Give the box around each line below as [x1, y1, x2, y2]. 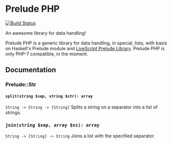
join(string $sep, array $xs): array [5, 122, 100, 128]
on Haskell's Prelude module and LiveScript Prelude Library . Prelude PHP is [5, 45, 165, 51]
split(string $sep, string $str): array [5, 93, 93, 99]
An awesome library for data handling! [5, 30, 86, 36]
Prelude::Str [5, 81, 36, 88]
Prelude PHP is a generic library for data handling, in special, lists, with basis [5, 39, 167, 46]
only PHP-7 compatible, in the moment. [5, 51, 88, 57]
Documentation [5, 66, 56, 74]
